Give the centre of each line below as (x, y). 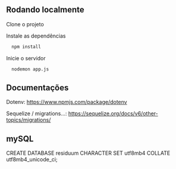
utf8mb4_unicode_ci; (32, 159)
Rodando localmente (45, 10)
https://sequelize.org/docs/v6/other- (113, 113)
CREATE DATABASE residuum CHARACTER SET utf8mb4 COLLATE (88, 153)
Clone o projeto (25, 24)
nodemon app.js (30, 69)
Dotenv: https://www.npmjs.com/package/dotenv (67, 102)
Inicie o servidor (26, 58)
